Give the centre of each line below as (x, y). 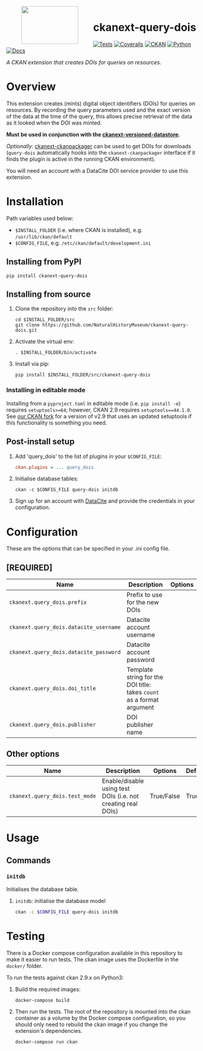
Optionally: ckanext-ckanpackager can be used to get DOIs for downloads (99, 146)
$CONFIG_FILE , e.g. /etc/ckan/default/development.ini (83, 243)
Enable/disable (123, 781)
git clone (27, 325)
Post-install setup (40, 441)
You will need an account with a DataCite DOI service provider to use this (97, 170)
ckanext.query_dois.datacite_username (65, 627)
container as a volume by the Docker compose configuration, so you (100, 1018)
